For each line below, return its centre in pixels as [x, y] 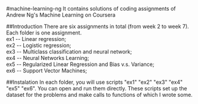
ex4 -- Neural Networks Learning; [48, 58]
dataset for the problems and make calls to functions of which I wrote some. [100, 95]
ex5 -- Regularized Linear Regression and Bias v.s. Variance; [80, 64]
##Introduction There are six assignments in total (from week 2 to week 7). [98, 26]
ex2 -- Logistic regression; [39, 45]
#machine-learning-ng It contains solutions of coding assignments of [91, 9]
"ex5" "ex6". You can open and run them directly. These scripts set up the [97, 88]
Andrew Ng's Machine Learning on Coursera [61, 15]
